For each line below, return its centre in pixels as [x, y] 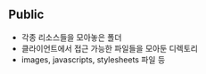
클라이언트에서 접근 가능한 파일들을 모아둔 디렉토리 [109, 48]
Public [26, 15]
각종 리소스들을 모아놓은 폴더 [71, 37]
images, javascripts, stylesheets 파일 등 [93, 59]
